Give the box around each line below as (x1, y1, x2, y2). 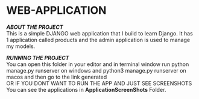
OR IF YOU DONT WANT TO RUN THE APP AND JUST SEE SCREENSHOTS (6, 79, 192, 87)
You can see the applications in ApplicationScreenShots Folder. (6, 86, 166, 93)
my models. (6, 43, 36, 50)
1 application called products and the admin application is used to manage (6, 36, 191, 43)
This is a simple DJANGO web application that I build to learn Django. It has (6, 29, 193, 37)
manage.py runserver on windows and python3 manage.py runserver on (6, 67, 186, 74)
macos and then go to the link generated (6, 73, 107, 80)
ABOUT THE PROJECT (6, 23, 63, 31)
